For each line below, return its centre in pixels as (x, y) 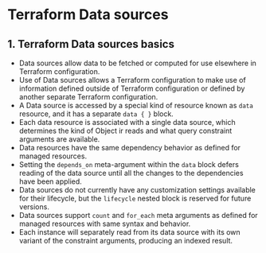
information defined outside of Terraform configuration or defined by (132, 88)
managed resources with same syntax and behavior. (105, 224)
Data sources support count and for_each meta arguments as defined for (138, 215)
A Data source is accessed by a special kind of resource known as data (136, 105)
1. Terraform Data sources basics (91, 44)
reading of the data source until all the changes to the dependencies (131, 173)
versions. (34, 207)
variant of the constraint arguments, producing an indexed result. (125, 241)
